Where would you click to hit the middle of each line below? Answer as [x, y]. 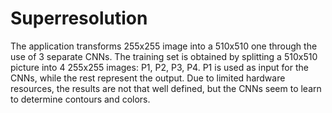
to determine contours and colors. [80, 99]
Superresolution [79, 18]
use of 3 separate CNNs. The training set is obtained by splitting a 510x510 [164, 56]
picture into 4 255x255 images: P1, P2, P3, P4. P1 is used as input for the [159, 67]
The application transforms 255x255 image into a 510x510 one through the [164, 46]
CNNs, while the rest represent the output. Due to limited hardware [148, 78]
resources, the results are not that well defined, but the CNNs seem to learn [166, 88]
